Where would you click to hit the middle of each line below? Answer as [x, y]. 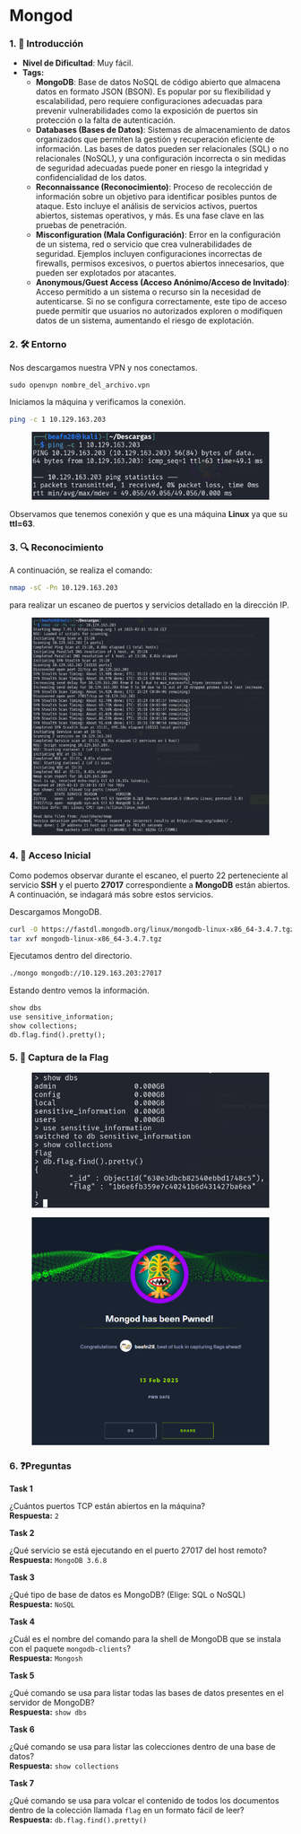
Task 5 [22, 1676]
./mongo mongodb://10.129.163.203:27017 [86, 974]
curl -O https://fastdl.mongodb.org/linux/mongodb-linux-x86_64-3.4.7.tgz [152, 929]
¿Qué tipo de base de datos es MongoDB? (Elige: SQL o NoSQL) [128, 1595]
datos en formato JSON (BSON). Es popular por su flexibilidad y [153, 92]
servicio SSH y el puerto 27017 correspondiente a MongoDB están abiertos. [150, 884]
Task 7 [21, 1784]
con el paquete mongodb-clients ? [70, 1649]
